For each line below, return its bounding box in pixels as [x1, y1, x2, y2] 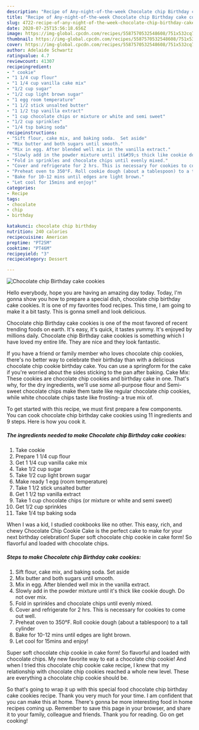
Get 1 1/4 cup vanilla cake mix [15, 459, 87, 466]
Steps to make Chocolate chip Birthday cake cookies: [6, 553, 141, 561]
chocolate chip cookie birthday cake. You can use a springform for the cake [6, 363, 191, 370]
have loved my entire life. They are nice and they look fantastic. [6, 338, 161, 345]
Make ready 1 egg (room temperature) [15, 478, 108, 485]
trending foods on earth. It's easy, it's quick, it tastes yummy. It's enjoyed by [6, 326, 193, 333]
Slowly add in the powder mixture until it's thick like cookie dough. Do [15, 587, 185, 594]
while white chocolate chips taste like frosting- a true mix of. [6, 394, 154, 401]
